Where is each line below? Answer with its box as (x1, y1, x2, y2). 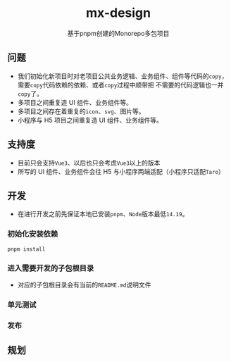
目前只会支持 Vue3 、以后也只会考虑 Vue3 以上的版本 (17, 158, 161, 167)
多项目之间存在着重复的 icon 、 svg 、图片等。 (17, 107, 145, 116)
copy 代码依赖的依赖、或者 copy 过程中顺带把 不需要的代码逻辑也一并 (30, 80, 224, 89)
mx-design (85, 5, 151, 21)
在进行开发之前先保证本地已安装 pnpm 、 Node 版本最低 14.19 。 (17, 210, 189, 218)
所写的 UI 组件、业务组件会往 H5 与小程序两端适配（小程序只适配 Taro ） (17, 167, 225, 175)
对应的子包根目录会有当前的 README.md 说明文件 (17, 280, 151, 289)
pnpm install (7, 245, 46, 253)
